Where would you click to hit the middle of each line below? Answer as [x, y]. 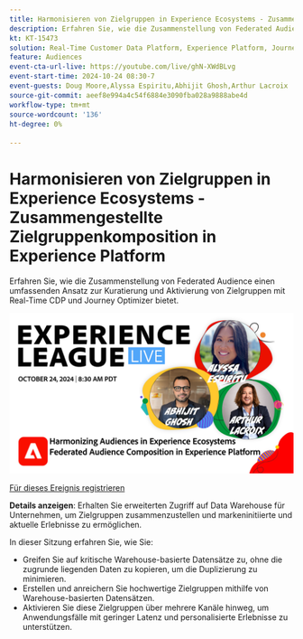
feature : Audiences [46, 57]
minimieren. [44, 578]
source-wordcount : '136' [56, 114]
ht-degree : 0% [36, 124]
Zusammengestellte [87, 218]
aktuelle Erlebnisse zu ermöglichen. [76, 524]
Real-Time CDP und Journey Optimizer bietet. [94, 301]
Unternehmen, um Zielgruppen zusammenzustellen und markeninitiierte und [151, 514]
